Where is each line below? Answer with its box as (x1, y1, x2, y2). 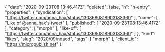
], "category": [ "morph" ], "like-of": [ (5, 25, 81, 31)
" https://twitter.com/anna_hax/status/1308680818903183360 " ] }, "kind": (5, 31, 156, 36)
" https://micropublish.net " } (5, 41, 62, 47)
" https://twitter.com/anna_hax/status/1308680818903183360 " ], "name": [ (5, 15, 158, 20)
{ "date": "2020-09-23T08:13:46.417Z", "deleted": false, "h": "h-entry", (5, 4, 151, 10)
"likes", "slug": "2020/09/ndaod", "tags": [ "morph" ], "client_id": (5, 36, 138, 42)
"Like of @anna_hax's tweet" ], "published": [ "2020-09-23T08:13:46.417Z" (5, 20, 161, 26)
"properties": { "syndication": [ (5, 9, 68, 15)
